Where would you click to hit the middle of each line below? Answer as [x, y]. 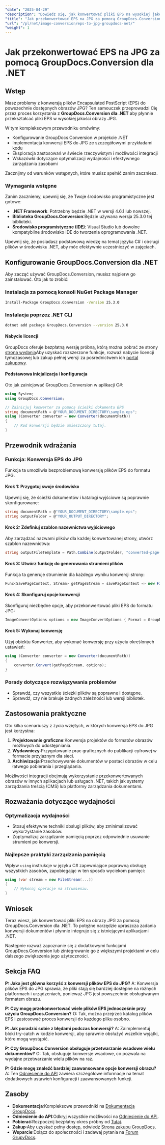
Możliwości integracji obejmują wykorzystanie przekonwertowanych [74, 776]
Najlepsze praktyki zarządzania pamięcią [55, 855]
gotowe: [13, 202]
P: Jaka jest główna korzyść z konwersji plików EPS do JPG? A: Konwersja [82, 983]
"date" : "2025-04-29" [27, 10]
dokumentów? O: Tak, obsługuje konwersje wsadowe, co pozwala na [75, 1053]
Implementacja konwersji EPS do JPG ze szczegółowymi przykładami [82, 143]
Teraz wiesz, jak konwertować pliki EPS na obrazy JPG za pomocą [72, 920]
